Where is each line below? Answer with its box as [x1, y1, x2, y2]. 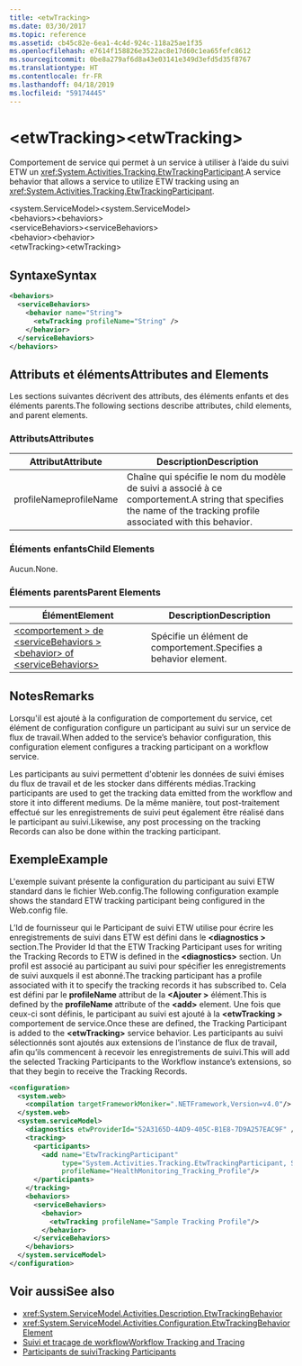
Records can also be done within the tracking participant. [9, 825, 222, 836]
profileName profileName [13, 493, 119, 505]
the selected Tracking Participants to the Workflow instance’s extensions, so [9, 1056, 292, 1067]
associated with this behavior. [127, 515, 253, 528]
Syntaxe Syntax [9, 268, 97, 283]
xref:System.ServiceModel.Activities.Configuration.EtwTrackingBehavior [22, 1317, 290, 1328]
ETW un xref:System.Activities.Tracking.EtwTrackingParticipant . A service [9, 167, 281, 178]
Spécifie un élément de [150, 630, 249, 642]
